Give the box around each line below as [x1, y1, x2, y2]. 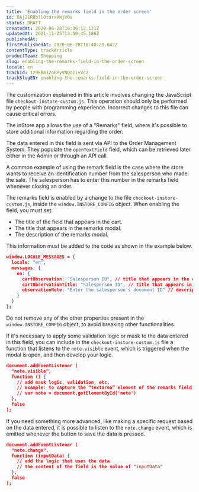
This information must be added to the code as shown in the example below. [6, 242, 192, 250]
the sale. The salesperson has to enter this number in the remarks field [6, 176, 179, 184]
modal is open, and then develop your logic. [6, 351, 114, 358]
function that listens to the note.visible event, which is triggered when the [6, 345, 190, 352]
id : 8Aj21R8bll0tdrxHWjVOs [6, 14, 73, 20]
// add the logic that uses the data [17, 458, 110, 464]
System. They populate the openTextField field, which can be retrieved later [6, 146, 191, 153]
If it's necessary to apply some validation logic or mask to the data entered [6, 332, 188, 339]
